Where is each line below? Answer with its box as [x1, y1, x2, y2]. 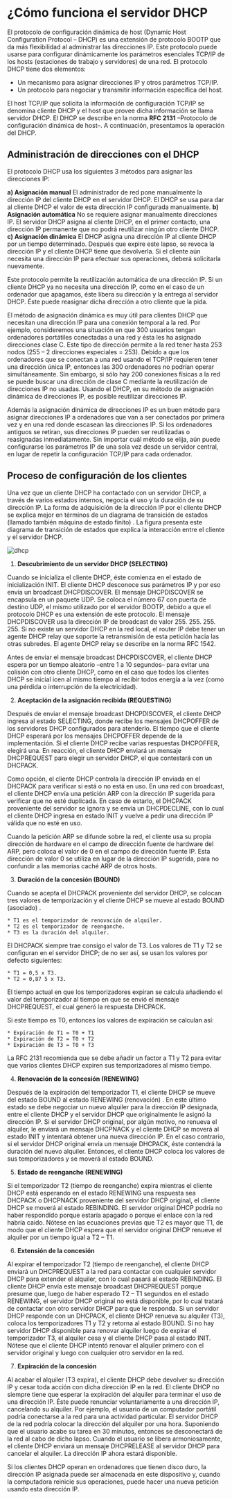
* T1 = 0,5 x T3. [7, 969, 57, 977]
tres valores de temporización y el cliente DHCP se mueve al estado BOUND [7, 896, 225, 904]
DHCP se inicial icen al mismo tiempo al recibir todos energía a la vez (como [7, 675, 224, 684]
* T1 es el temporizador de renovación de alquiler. [7, 917, 163, 924]
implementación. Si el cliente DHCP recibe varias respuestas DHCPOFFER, [7, 738, 220, 747]
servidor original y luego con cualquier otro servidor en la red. [7, 1348, 184, 1357]
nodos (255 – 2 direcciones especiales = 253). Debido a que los [7, 347, 190, 356]
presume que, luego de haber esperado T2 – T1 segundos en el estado [7, 1289, 209, 1298]
